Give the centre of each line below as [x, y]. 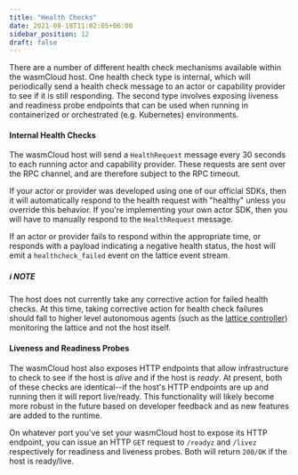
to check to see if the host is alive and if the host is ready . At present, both [146, 377]
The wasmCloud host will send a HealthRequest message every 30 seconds [148, 155]
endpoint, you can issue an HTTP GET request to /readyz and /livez [133, 442]
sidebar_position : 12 [49, 34]
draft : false [33, 42]
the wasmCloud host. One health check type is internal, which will [130, 77]
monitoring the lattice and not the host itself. [90, 328]
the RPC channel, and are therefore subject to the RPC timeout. [125, 173]
